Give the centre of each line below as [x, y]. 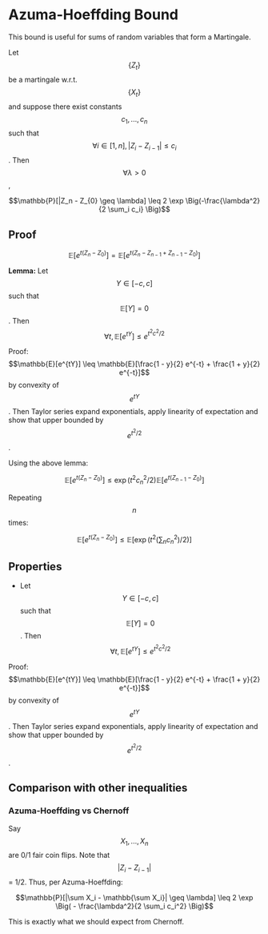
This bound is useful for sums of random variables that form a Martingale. [130, 37]
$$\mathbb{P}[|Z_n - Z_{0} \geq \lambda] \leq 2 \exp [96, 201]
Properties [35, 566]
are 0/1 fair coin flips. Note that [59, 855]
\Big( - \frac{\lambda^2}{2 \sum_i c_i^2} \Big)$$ [134, 906]
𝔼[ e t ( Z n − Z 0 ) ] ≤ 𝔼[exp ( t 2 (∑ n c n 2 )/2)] [134, 539]
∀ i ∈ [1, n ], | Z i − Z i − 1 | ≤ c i [134, 147]
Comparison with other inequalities [98, 788]
